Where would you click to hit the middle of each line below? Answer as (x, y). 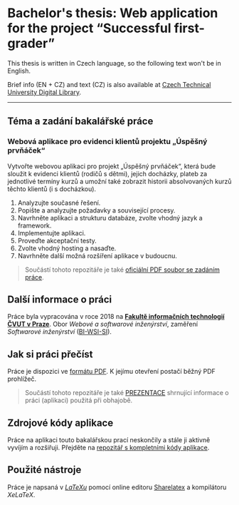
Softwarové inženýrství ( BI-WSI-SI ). (60, 332)
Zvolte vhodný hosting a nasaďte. (67, 248)
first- (189, 28)
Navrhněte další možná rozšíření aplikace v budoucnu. (97, 255)
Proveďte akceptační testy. (57, 240)
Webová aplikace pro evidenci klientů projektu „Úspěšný (107, 142)
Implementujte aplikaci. (52, 233)
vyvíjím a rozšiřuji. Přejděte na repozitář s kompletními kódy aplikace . (108, 448)
